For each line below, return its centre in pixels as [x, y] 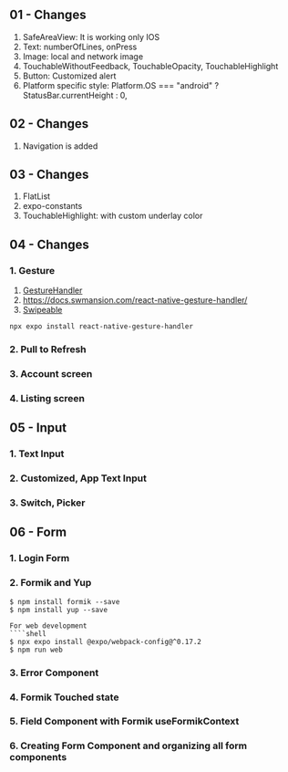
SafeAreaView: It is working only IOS [91, 37]
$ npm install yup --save [58, 610]
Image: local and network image [83, 56]
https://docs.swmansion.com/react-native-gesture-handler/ [135, 300]
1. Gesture [32, 270]
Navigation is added [60, 146]
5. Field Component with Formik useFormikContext [124, 722]
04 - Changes [49, 244]
